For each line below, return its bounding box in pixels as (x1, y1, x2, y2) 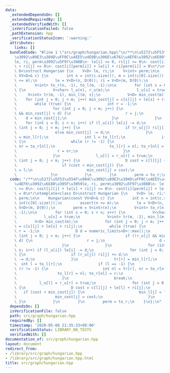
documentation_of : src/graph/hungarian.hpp (5, 337, 99, 342)
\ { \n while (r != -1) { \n (14, 139, 114, 144)
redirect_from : (5, 346, 37, 351)
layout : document (5, 342, 42, 347)
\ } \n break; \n (14, 275, 133, 281)
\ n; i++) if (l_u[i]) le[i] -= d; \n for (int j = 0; (14, 247, 164, 253)
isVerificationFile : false (10, 308, 67, 314)
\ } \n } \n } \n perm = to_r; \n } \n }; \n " (14, 299, 162, 304)
